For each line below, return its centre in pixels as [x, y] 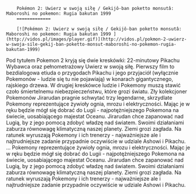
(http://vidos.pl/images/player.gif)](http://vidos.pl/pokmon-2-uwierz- [97, 39]
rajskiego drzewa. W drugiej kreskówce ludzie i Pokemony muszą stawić [94, 85]
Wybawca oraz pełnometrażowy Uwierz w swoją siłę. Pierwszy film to [90, 67]
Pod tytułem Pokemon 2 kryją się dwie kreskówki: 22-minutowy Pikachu [93, 60]
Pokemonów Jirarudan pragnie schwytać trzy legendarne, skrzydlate [89, 98]
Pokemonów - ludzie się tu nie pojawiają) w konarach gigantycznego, [90, 79]
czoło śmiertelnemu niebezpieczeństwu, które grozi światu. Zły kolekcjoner [97, 91]
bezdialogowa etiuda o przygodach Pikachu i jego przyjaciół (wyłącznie [92, 73]
